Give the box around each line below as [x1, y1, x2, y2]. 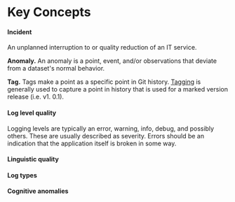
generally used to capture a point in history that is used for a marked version [7, 85, 228, 94]
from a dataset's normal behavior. [7, 64, 105, 73]
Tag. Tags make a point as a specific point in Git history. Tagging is [7, 78, 201, 86]
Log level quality [7, 108, 57, 117]
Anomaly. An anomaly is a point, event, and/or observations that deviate [7, 57, 217, 65]
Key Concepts [7, 4, 91, 20]
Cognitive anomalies [7, 187, 69, 196]
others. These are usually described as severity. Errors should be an [7, 131, 205, 140]
